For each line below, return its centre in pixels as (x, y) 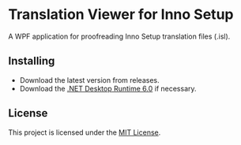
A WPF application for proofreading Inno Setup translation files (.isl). (119, 36)
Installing (32, 61)
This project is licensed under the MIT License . (85, 132)
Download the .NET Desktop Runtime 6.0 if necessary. (108, 88)
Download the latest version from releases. (89, 80)
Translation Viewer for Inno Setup (121, 15)
